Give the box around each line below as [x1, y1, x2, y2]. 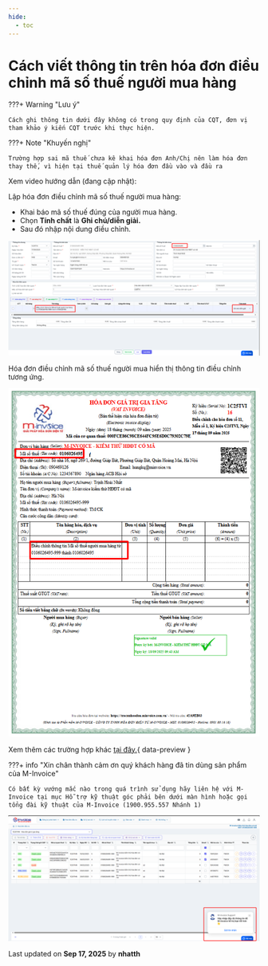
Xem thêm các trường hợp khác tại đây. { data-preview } [8, 744, 191, 754]
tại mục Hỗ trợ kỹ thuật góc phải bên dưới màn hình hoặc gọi [37, 793, 248, 801]
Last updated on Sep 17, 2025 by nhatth [8, 948, 141, 958]
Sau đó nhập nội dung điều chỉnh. [19, 224, 132, 234]
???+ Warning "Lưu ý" [8, 100, 81, 109]
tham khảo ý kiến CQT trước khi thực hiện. [8, 124, 156, 132]
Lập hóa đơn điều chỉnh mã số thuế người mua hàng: [8, 192, 182, 202]
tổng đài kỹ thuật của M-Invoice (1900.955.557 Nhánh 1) [8, 801, 202, 809]
